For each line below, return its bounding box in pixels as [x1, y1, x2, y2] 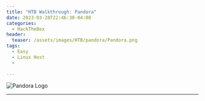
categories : [6, 20, 37, 26]
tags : [6, 43, 20, 49]
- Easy [12, 49, 29, 55]
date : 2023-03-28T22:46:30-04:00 [6, 15, 92, 21]
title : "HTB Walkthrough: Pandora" [6, 9, 97, 15]
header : [6, 32, 26, 38]
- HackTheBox [12, 26, 45, 32]
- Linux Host [12, 54, 45, 60]
